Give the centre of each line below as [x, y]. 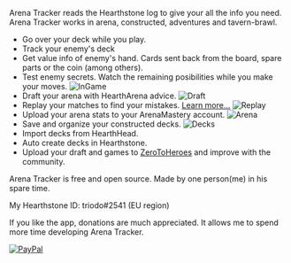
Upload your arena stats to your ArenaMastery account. [123, 115]
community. [43, 162]
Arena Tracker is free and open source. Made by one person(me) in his [138, 179]
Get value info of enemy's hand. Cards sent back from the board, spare [152, 58]
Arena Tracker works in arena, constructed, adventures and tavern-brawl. [143, 22]
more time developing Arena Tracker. [77, 232]
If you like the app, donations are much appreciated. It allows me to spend [144, 222]
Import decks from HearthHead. [80, 133]
